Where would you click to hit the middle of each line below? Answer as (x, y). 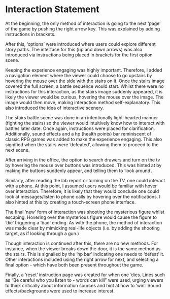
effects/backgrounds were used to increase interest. (60, 291)
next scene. (18, 150)
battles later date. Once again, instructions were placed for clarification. (80, 128)
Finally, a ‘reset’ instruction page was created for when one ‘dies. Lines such (85, 275)
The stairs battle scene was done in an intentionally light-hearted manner (82, 117)
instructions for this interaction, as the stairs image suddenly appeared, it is (84, 91)
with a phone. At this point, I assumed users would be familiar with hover (81, 186)
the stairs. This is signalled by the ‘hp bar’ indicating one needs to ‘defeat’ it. (85, 254)
